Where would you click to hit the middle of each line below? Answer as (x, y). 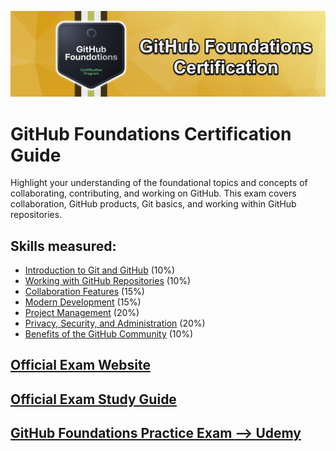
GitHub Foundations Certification (151, 133)
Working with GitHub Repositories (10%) (108, 281)
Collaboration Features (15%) (84, 292)
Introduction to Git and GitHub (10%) (100, 270)
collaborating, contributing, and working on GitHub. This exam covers (153, 193)
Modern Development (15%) (83, 302)
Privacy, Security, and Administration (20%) (115, 323)
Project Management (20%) (82, 313)
